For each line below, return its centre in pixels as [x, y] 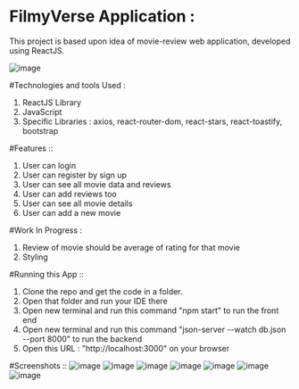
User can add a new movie [71, 212]
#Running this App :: [47, 274]
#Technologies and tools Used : [68, 85]
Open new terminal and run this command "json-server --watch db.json [154, 329]
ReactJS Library [52, 102]
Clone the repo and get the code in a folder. [102, 291]
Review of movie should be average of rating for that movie [131, 247]
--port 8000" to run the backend [82, 339]
